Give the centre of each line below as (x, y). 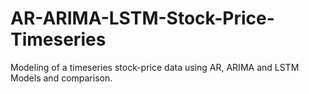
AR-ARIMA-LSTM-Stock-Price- (142, 18)
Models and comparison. (61, 78)
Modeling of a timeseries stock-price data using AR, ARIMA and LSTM (155, 67)
